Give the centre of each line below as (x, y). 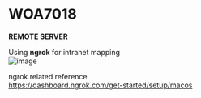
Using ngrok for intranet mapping (64, 52)
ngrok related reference (48, 76)
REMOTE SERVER (38, 36)
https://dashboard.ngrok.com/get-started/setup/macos (100, 85)
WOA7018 (43, 14)
